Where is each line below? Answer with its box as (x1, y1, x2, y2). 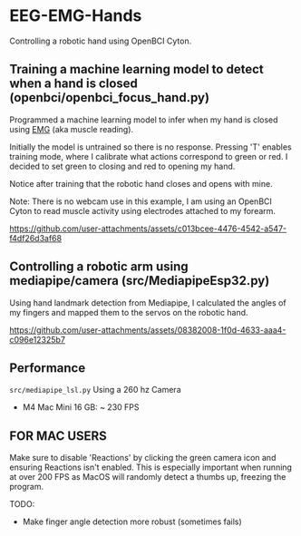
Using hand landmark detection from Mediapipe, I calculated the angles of (9, 297, 287, 308)
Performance (9, 360, 86, 375)
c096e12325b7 (9, 334, 66, 345)
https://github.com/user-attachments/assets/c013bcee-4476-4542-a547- (9, 223, 287, 234)
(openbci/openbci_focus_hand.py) (9, 90, 210, 105)
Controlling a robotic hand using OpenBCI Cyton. (9, 35, 192, 46)
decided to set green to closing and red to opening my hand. (9, 161, 236, 171)
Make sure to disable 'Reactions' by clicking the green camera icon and (9, 453, 277, 463)
